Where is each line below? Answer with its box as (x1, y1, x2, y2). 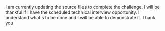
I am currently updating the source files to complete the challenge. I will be (5, 4, 160, 10)
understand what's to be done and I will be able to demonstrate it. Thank (5, 15, 156, 20)
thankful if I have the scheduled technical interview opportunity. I (5, 9, 140, 15)
